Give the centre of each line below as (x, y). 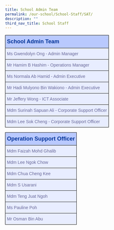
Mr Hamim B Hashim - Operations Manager (48, 65)
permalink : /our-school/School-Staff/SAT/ (49, 14)
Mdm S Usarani (22, 185)
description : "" (22, 19)
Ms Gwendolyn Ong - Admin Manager (43, 54)
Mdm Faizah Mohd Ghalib (32, 151)
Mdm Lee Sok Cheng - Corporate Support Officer (54, 122)
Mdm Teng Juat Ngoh (27, 196)
